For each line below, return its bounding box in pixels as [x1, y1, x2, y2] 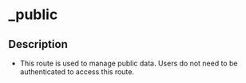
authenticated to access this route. [19, 67, 134, 77]
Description [8, 38, 68, 51]
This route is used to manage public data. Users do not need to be [19, 58, 238, 68]
